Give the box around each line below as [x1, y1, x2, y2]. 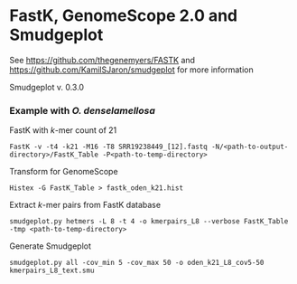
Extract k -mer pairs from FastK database [9, 200, 161, 211]
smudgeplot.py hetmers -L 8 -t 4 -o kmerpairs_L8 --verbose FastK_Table [9, 217, 289, 226]
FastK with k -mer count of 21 [9, 125, 117, 136]
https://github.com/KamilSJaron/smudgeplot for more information [9, 64, 255, 75]
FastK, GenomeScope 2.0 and [9, 5, 237, 26]
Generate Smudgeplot [9, 241, 92, 251]
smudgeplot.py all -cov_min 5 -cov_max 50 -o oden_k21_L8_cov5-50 [9, 259, 265, 268]
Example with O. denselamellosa [9, 104, 156, 117]
